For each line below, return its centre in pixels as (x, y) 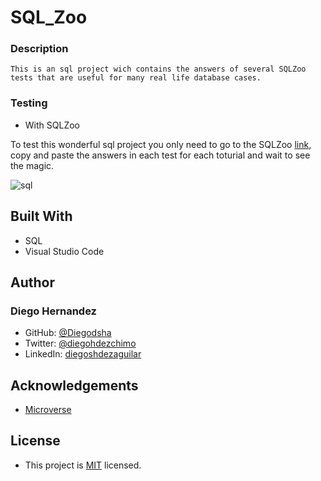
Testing (29, 103)
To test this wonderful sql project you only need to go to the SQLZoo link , (161, 144)
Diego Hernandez (53, 311)
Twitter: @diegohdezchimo (80, 343)
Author (32, 282)
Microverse (48, 410)
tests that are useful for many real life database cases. (136, 78)
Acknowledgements (74, 385)
